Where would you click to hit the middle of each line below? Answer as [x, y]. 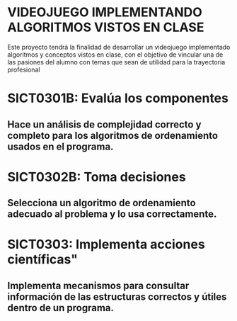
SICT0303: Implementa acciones [106, 244]
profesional [24, 69]
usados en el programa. [60, 146]
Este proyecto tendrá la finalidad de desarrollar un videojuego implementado [119, 47]
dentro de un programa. [61, 308]
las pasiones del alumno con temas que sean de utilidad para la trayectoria [116, 62]
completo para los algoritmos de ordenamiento [112, 135]
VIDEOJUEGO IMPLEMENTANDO [105, 12]
